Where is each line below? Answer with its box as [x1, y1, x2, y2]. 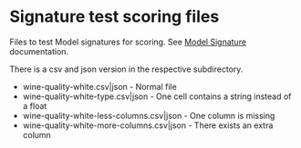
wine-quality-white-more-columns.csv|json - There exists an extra [22, 120, 274, 131]
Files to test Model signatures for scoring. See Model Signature [9, 36, 247, 47]
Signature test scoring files [9, 6, 220, 27]
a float [22, 100, 47, 111]
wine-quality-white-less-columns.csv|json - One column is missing [22, 110, 275, 121]
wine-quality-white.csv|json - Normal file [22, 81, 178, 92]
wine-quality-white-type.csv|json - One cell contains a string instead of [22, 91, 292, 102]
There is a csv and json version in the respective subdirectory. [9, 64, 244, 74]
